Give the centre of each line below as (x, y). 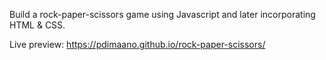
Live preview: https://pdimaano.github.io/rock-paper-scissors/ (137, 44)
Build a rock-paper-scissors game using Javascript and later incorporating (162, 14)
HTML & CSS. (37, 25)
